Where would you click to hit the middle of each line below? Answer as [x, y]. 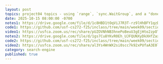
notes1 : [13, 23]
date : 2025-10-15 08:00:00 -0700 [39, 18]
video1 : [13, 32]
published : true [21, 54]
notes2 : [13, 37]
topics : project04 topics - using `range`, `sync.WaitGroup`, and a [76, 14]
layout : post [18, 9]
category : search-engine [30, 50]
